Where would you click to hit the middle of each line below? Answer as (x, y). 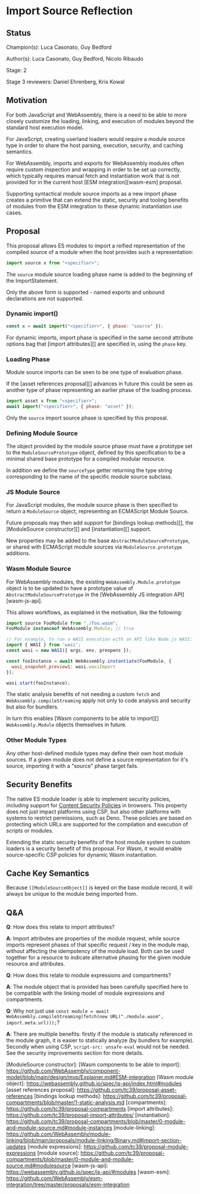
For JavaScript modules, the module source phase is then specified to (92, 505)
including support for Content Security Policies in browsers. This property (97, 805)
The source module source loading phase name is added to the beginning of (99, 274)
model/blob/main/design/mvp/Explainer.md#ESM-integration (81, 1077)
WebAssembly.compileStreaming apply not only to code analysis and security (99, 701)
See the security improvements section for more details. (75, 1053)
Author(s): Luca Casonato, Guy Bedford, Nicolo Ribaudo (75, 59)
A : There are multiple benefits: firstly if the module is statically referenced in (99, 1034)
